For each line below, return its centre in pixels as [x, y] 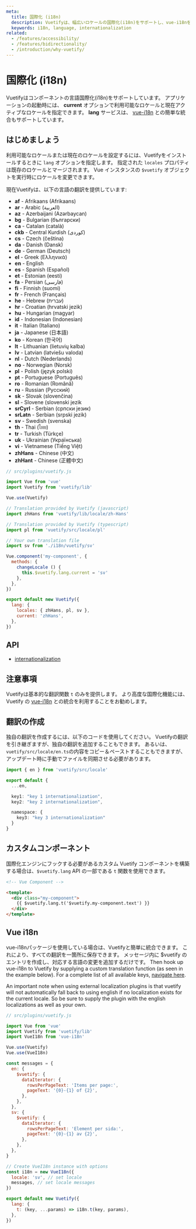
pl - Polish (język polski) [43, 371]
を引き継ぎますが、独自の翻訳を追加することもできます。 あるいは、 [88, 744]
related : [17, 33]
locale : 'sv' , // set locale [47, 1177]
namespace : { [27, 813]
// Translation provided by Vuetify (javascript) [68, 508]
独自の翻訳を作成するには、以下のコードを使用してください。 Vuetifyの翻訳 [97, 737]
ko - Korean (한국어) [38, 339]
